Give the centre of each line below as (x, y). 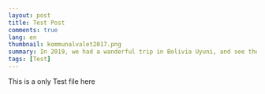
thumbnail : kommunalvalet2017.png (65, 45)
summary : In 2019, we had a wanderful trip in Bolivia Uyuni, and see (127, 52)
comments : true (33, 30)
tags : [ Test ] (30, 60)
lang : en (22, 37)
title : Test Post (37, 23)
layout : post (30, 15)
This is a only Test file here (52, 81)
